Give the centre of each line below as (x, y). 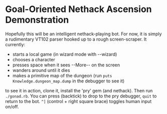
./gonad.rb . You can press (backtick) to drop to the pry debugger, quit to (81, 96)
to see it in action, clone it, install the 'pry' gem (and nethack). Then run (79, 90)
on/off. (12, 106)
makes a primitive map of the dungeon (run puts (62, 75)
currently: (15, 44)
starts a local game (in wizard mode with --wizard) (65, 54)
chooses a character (34, 59)
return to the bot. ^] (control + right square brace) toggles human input (78, 101)
